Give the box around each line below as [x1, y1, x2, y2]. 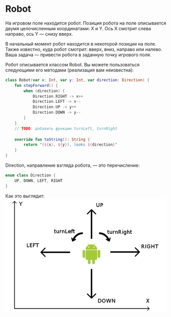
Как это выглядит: [5, 193, 45, 199]
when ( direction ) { [23, 88, 65, 94]
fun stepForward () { [14, 83, 58, 88]
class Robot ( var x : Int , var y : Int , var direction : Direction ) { [5, 77, 150, 82]
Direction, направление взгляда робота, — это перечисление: [5, 162, 140, 169]
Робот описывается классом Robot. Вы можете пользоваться [5, 61, 140, 67]
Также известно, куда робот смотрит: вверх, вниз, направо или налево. [5, 46, 162, 52]
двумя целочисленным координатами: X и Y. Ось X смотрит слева [5, 25, 152, 31]
